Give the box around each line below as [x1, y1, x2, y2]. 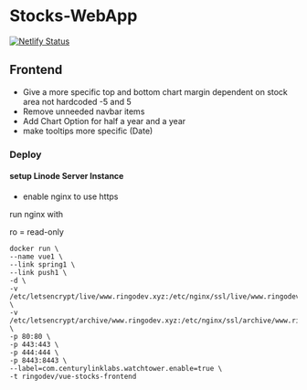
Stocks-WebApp [9, 5, 138, 26]
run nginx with [9, 208, 64, 219]
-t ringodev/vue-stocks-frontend [9, 372, 137, 381]
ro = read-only [9, 226, 64, 237]
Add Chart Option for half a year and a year [22, 115, 186, 126]
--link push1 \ [9, 268, 68, 277]
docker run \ [9, 244, 59, 253]
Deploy [9, 148, 42, 161]
